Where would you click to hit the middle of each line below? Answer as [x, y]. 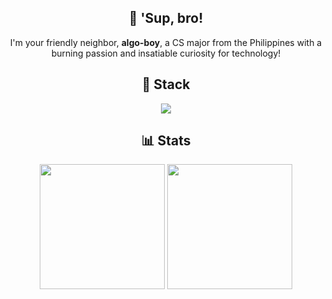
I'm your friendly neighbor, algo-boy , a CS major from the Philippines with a [166, 42]
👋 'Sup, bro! [166, 18]
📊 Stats [166, 141]
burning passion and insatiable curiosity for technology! [166, 53]
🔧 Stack [166, 84]
